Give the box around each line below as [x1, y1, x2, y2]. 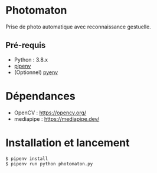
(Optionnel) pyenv [14, 69, 58, 76]
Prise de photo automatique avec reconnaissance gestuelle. [5, 23, 151, 30]
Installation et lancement [5, 136, 130, 149]
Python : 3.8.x [14, 56, 48, 63]
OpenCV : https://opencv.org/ [14, 109, 87, 116]
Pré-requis [5, 40, 46, 50]
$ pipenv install [5, 155, 48, 162]
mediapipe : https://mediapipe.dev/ [14, 115, 100, 122]
